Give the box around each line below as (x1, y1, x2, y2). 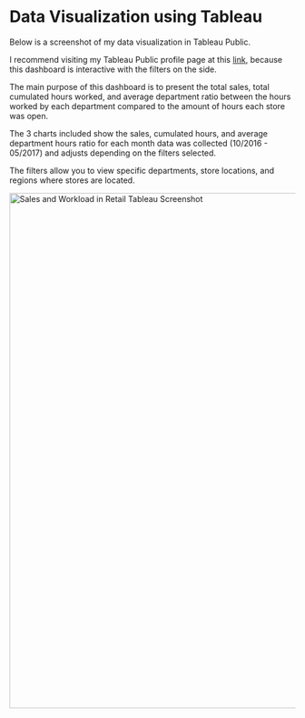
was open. (9, 110, 49, 121)
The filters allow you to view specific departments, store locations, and (9, 165, 275, 176)
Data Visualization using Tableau (9, 6, 263, 27)
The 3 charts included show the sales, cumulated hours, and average (9, 127, 268, 138)
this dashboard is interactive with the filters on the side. (9, 64, 218, 75)
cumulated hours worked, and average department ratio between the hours (9, 91, 291, 102)
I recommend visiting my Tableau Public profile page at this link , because (9, 54, 283, 65)
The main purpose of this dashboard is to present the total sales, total (9, 81, 270, 92)
